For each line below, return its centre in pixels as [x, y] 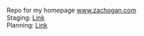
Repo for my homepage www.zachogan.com [72, 10]
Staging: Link [26, 18]
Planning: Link [27, 25]
